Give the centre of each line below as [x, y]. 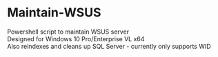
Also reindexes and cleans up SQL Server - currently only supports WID [109, 46]
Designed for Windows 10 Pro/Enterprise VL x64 [76, 38]
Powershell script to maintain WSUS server [68, 32]
